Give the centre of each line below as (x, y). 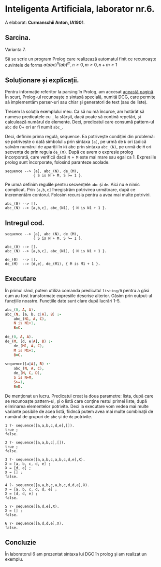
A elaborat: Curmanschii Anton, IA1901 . (45, 22)
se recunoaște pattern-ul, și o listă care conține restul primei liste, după (76, 401)
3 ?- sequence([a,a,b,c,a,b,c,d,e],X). (45, 460)
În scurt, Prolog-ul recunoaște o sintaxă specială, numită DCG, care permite (80, 97)
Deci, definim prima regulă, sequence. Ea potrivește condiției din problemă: (80, 137)
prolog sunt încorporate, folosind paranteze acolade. (57, 162)
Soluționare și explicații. (42, 80)
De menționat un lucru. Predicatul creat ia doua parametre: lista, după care (79, 396)
